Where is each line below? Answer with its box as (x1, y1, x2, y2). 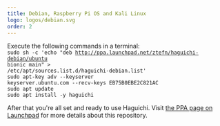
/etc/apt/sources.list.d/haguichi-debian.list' (7, 67, 147, 75)
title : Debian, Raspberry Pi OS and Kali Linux (7, 10, 147, 17)
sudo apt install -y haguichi (7, 91, 94, 99)
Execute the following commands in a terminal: (7, 42, 140, 51)
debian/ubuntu (7, 55, 48, 62)
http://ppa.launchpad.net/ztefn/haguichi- (74, 49, 199, 56)
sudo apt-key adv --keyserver (7, 73, 94, 80)
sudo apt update (7, 86, 54, 93)
